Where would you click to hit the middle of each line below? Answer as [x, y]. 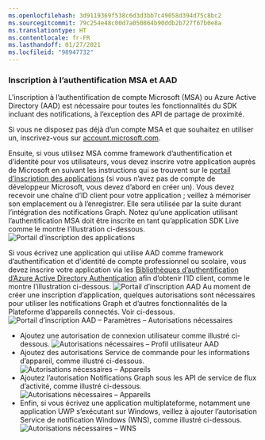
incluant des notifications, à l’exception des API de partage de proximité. [126, 114]
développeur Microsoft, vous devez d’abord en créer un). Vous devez [121, 187]
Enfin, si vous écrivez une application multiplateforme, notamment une [135, 403]
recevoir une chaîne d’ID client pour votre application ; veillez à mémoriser [130, 196]
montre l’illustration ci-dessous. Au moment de [130, 287]
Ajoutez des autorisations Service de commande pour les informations [134, 353]
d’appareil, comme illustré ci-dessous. [82, 361]
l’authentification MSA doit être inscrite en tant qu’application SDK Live [124, 221]
